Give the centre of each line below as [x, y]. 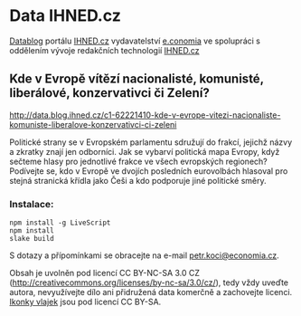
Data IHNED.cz [66, 16]
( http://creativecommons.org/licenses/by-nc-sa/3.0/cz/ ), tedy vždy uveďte [149, 282]
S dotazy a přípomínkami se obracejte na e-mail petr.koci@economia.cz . [145, 255]
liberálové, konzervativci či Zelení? [109, 93]
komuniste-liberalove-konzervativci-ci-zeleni [93, 124]
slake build [32, 239]
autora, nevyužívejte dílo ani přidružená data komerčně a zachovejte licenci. [151, 292]
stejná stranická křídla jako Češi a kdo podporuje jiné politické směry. [138, 180]
